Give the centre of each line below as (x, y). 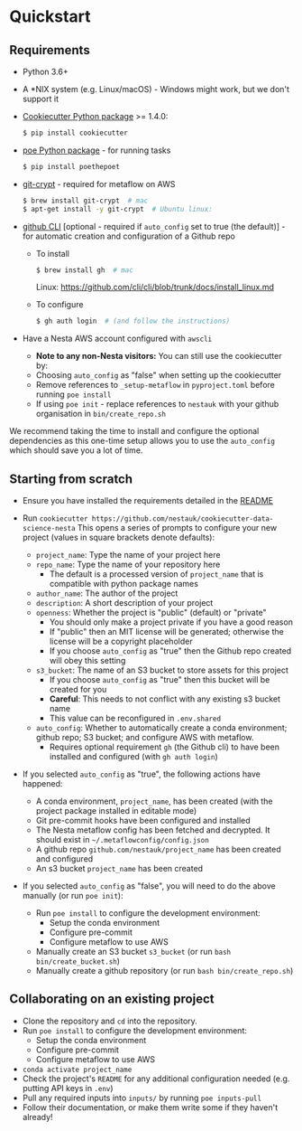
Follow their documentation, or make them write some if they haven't (150, 1107)
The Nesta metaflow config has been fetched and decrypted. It (153, 830)
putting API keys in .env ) (68, 1088)
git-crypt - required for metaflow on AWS (99, 184)
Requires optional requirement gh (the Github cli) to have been (164, 747)
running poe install (73, 394)
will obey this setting (87, 661)
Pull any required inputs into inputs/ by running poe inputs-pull (142, 1098)
